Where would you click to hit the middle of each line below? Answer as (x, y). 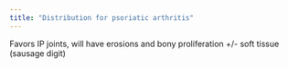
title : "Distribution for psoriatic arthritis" (102, 18)
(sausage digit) (38, 53)
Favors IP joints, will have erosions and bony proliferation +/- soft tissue (144, 44)
